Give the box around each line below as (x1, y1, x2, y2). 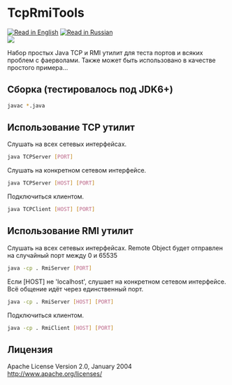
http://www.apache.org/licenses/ (7, 370, 103, 378)
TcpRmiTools (7, 5, 85, 21)
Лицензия (7, 344, 53, 356)
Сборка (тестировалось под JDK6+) (7, 84, 173, 96)
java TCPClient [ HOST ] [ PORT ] (7, 206, 96, 213)
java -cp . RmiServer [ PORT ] (7, 264, 92, 272)
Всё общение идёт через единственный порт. (7, 284, 144, 293)
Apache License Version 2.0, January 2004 (7, 362, 133, 371)
